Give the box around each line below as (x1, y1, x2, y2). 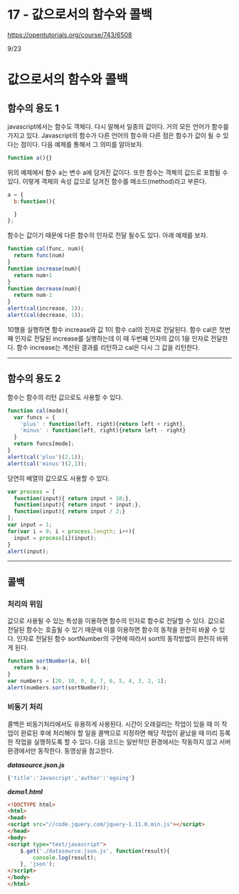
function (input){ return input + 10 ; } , (14, 494, 132, 502)
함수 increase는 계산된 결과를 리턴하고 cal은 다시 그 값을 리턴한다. (16, 343, 201, 351)
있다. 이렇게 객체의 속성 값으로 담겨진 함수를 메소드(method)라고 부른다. (7, 177, 207, 185)
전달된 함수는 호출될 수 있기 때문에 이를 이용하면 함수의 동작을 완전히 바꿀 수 (7, 625, 218, 634)
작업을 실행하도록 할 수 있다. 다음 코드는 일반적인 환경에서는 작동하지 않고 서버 (14, 737, 231, 746)
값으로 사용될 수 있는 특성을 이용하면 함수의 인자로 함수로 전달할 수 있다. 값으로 (7, 617, 225, 625)
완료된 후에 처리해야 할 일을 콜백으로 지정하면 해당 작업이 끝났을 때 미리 (20, 728, 218, 737)
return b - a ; (14, 664, 50, 671)
